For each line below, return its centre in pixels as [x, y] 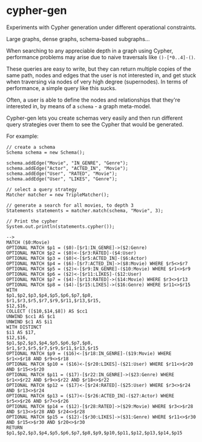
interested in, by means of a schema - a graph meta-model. [79, 106]
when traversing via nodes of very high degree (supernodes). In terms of [97, 82]
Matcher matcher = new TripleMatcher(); [58, 195]
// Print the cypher [32, 221]
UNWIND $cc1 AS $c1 [31, 316]
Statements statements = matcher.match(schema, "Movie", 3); [85, 210]
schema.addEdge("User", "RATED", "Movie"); [62, 174]
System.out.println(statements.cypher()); [60, 226]
